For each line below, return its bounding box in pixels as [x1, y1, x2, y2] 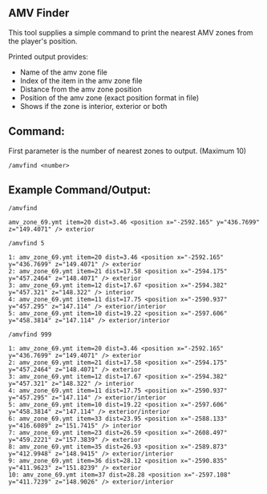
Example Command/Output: [8, 184, 152, 197]
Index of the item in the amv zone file [19, 75, 143, 85]
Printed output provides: [8, 51, 88, 61]
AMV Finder [8, 6, 70, 20]
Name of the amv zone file [19, 67, 108, 77]
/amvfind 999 [8, 330, 52, 339]
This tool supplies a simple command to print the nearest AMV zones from [8, 27, 254, 37]
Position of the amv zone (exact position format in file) [19, 92, 200, 103]
